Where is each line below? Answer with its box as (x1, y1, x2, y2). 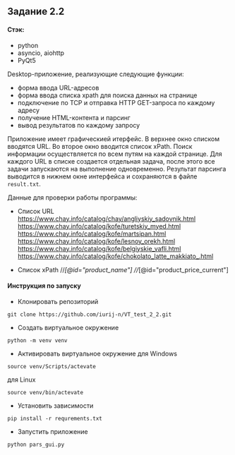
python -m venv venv (7, 336, 68, 344)
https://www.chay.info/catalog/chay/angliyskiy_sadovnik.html (17, 214, 196, 223)
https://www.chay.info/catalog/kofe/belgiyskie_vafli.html (17, 244, 181, 253)
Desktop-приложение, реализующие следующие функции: (7, 70, 185, 78)
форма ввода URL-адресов (17, 83, 100, 92)
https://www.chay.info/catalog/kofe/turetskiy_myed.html (17, 222, 181, 230)
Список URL (17, 207, 54, 215)
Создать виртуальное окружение (17, 323, 119, 332)
